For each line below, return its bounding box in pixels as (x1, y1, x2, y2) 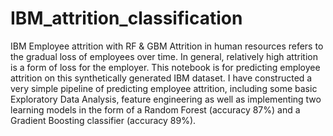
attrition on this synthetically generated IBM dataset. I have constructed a (10, 72, 313, 84)
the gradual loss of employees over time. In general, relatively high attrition (10, 50, 318, 62)
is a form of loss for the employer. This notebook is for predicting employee (10, 61, 321, 73)
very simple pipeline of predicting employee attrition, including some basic (10, 82, 318, 94)
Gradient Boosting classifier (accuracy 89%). (10, 114, 197, 126)
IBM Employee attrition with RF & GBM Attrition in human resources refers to (10, 40, 324, 52)
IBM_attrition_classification (10, 7, 243, 30)
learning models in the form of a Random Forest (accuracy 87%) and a (10, 103, 301, 116)
